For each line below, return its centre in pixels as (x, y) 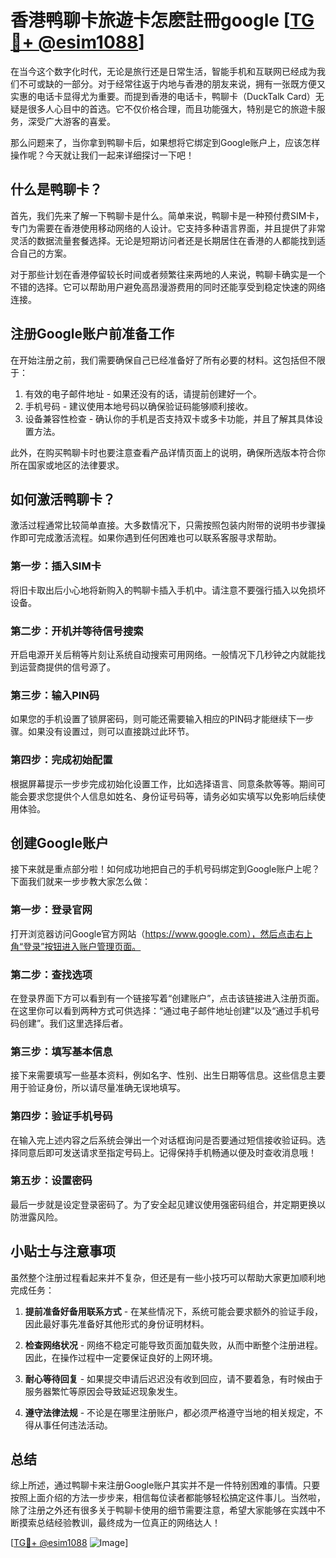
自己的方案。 (45, 253)
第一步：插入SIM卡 (56, 566)
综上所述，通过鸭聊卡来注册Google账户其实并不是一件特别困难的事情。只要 (165, 1485)
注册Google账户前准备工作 (92, 334)
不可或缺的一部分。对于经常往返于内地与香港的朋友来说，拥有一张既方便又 (172, 83)
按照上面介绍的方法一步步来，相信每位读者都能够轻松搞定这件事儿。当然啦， (168, 1498)
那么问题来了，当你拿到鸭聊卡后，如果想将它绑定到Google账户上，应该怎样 (165, 142)
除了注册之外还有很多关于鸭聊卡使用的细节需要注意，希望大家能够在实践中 (163, 1510)
